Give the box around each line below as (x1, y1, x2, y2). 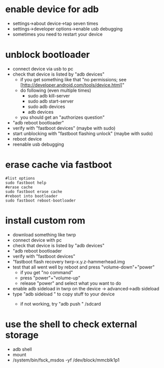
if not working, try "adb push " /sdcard (20, 300, 102, 307)
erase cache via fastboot (5, 159, 112, 171)
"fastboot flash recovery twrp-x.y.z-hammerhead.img (12, 258, 125, 264)
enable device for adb (5, 4, 99, 15)
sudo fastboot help (5, 180, 47, 185)
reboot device (12, 136, 42, 142)
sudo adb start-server (27, 98, 74, 104)
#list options (5, 176, 36, 181)
